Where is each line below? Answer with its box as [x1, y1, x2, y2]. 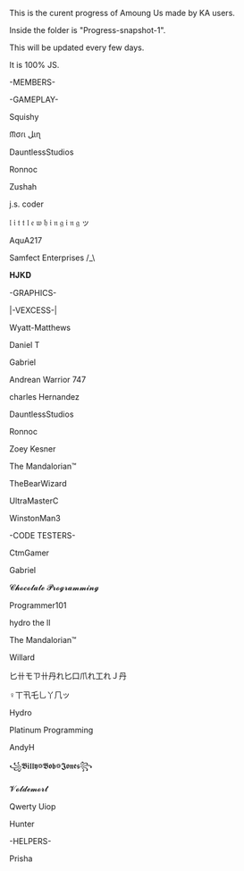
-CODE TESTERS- [9, 530, 76, 540]
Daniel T [9, 340, 40, 350]
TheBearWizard [9, 478, 67, 488]
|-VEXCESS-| [9, 305, 58, 316]
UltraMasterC [9, 495, 59, 506]
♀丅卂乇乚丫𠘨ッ [9, 689, 71, 700]
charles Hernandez [9, 392, 80, 402]
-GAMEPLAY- [9, 94, 59, 105]
